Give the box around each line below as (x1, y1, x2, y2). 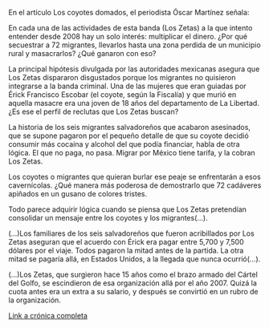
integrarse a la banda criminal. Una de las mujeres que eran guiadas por (8, 81, 247, 91)
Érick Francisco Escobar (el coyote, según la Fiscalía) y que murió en (8, 90, 237, 99)
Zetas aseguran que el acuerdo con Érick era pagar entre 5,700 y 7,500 (8, 237, 244, 246)
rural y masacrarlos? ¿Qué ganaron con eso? (8, 49, 157, 58)
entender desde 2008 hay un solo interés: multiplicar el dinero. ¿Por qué (8, 32, 248, 41)
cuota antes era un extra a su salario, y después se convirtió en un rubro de (8, 287, 259, 296)
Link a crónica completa (8, 311, 88, 320)
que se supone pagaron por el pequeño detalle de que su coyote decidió (8, 131, 249, 140)
